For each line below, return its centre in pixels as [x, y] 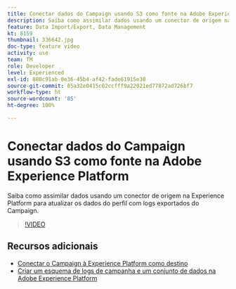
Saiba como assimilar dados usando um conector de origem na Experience [116, 195]
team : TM [20, 60]
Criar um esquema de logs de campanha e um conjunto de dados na [117, 271]
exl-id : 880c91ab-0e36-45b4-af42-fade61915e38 [77, 79]
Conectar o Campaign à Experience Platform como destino [103, 263]
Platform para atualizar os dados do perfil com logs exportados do [103, 203]
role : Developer [31, 66]
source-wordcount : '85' [42, 99]
